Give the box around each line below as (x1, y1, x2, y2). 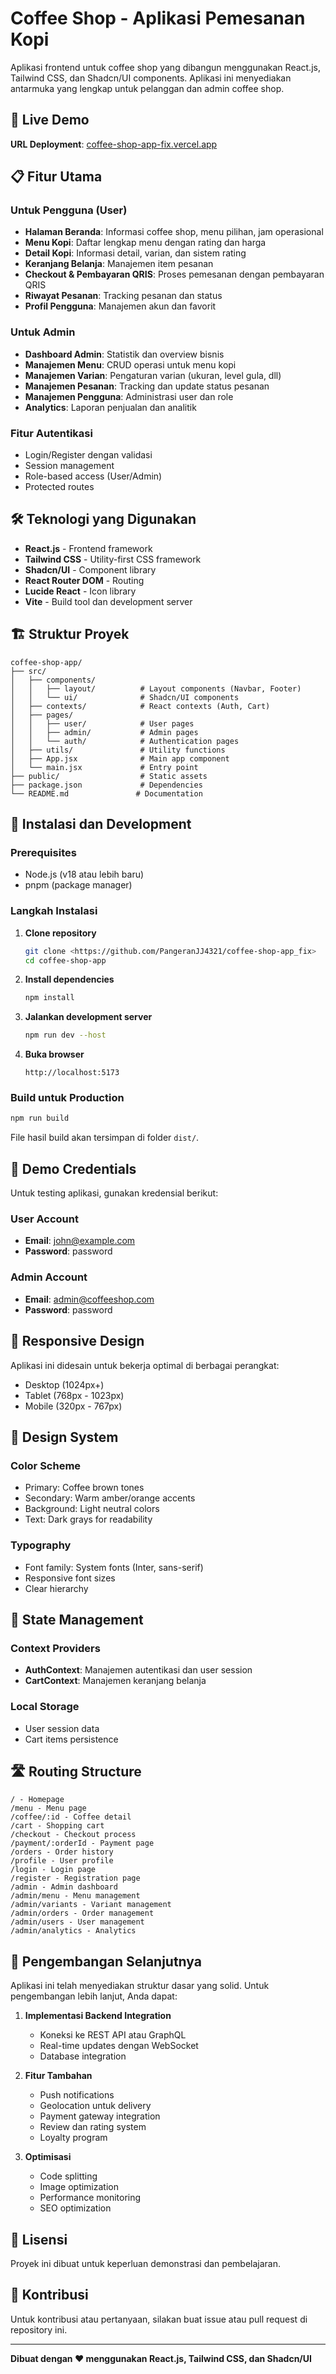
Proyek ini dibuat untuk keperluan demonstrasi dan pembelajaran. (10, 2257, 281, 2269)
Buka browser (24, 1048, 85, 1061)
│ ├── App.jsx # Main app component (10, 753, 230, 764)
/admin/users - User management (10, 1917, 145, 1927)
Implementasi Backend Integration (24, 2010, 172, 2022)
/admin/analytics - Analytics (10, 1926, 137, 1936)
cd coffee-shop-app (24, 955, 107, 966)
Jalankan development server (24, 1011, 153, 1023)
